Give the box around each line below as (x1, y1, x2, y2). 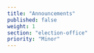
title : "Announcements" (7, 10, 76, 17)
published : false (7, 17, 57, 23)
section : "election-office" (7, 29, 88, 36)
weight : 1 (7, 23, 36, 30)
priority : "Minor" (7, 36, 60, 43)
